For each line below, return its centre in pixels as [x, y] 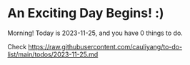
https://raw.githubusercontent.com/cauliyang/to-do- [105, 46]
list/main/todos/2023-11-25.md [53, 54]
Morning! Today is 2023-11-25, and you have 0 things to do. [95, 33]
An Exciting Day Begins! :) [86, 13]
